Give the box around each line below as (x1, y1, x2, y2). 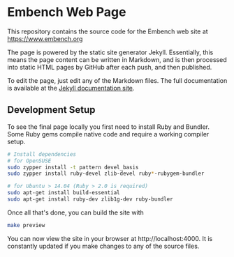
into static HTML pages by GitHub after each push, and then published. (7, 63, 212, 71)
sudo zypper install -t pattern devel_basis (7, 164, 139, 171)
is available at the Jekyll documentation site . (7, 84, 135, 92)
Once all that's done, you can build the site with (7, 208, 145, 217)
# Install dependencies (7, 150, 77, 157)
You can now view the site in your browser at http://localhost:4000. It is (7, 234, 213, 242)
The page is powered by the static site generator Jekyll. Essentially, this (7, 48, 214, 56)
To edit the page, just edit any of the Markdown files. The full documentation (7, 76, 228, 84)
